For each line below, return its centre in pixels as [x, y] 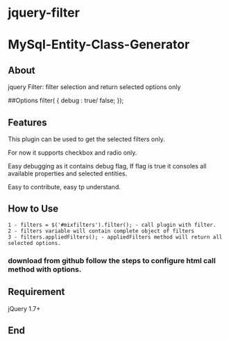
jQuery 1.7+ [24, 308]
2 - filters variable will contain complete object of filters [101, 231]
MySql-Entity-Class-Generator [99, 45]
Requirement [36, 292]
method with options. [45, 269]
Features [27, 122]
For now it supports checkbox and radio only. [73, 152]
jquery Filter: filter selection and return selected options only [94, 87]
